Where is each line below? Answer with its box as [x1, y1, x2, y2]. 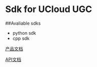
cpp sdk [12, 35, 30, 41]
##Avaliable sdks [5, 20, 41, 26]
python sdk [12, 30, 36, 36]
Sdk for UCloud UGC [5, 4, 92, 15]
